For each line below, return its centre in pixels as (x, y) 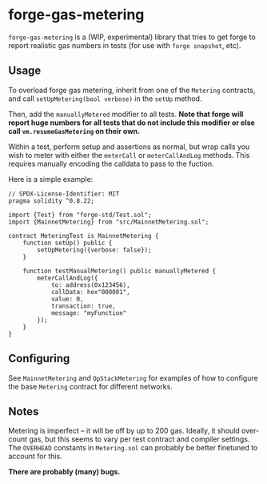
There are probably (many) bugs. (64, 472)
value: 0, (67, 299)
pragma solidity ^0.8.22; (51, 201)
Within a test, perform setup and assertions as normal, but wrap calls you (129, 147)
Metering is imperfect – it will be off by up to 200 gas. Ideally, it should (124, 431)
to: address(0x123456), (90, 285)
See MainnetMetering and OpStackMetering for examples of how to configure (133, 377)
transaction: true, (83, 306)
